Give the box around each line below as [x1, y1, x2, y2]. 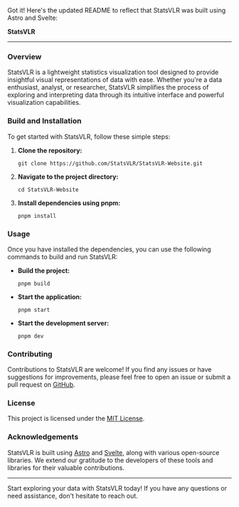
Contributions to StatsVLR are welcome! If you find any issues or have [7, 365, 212, 374]
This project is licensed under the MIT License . [7, 414, 145, 423]
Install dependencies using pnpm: [17, 199, 121, 207]
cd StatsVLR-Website [17, 186, 79, 193]
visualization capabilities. [7, 98, 81, 107]
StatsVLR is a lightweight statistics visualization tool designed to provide [7, 68, 219, 77]
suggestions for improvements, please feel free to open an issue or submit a [7, 373, 231, 382]
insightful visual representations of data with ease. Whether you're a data [7, 75, 223, 84]
